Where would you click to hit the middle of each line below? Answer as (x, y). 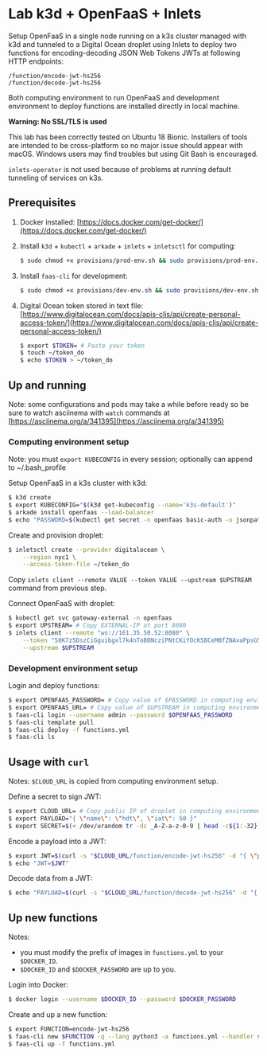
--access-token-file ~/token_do (76, 565)
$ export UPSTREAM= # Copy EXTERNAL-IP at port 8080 (97, 626)
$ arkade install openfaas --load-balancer (81, 512)
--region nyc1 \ (50, 557)
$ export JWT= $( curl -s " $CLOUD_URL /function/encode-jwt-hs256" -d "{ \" (133, 856)
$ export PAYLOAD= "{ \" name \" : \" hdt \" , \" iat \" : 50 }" (103, 818)
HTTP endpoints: (36, 61)
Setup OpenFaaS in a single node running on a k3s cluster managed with (128, 36)
